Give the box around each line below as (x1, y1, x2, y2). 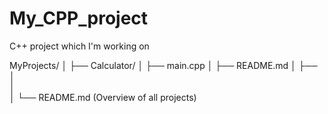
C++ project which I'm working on (9, 40, 150, 52)
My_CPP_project (9, 7, 149, 30)
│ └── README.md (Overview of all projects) (9, 91, 197, 103)
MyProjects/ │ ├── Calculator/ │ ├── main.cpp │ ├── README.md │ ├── (9, 59, 318, 71)
